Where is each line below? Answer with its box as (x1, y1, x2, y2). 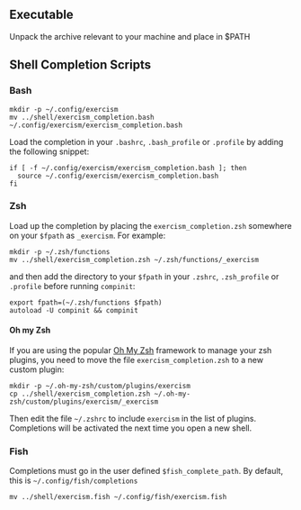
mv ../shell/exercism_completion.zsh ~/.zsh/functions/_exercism (9, 255, 259, 264)
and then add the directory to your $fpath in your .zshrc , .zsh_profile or (9, 270, 279, 282)
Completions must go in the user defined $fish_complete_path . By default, (9, 466, 284, 477)
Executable (9, 7, 74, 23)
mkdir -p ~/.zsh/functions (9, 247, 111, 256)
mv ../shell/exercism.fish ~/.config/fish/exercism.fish (9, 493, 227, 502)
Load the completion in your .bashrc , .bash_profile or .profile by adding (9, 136, 284, 147)
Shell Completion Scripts (9, 58, 151, 73)
